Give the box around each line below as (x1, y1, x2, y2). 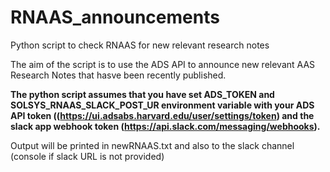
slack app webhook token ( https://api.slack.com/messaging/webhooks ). (10, 120, 321, 132)
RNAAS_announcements (10, 6, 220, 29)
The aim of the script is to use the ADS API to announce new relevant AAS (10, 58, 316, 70)
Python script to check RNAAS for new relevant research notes (10, 39, 270, 51)
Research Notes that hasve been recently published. (10, 69, 227, 81)
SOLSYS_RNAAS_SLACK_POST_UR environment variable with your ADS (10, 99, 315, 111)
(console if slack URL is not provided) (10, 150, 165, 162)
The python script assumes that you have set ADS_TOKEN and (10, 88, 275, 100)
